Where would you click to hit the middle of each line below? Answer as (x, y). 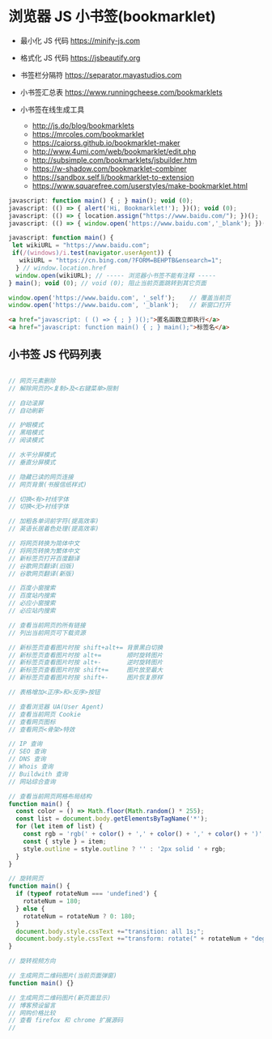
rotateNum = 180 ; (52, 901)
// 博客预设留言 (32, 1005)
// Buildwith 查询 (38, 774)
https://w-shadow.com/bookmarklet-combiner (110, 168)
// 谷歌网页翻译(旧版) (42, 566)
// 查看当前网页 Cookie (45, 714)
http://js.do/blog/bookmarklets (83, 126)
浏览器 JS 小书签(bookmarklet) (112, 17)
